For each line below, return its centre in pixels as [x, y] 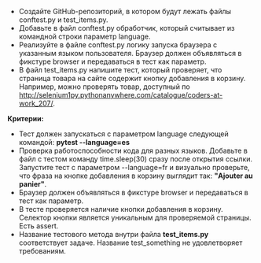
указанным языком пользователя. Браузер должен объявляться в [130, 53]
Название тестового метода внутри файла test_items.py [114, 234]
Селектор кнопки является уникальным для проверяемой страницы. [135, 217]
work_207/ [36, 103]
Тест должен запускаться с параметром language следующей [123, 134]
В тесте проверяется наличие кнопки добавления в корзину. [121, 209]
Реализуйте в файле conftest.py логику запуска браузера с [118, 45]
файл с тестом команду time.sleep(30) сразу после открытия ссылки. [136, 159]
